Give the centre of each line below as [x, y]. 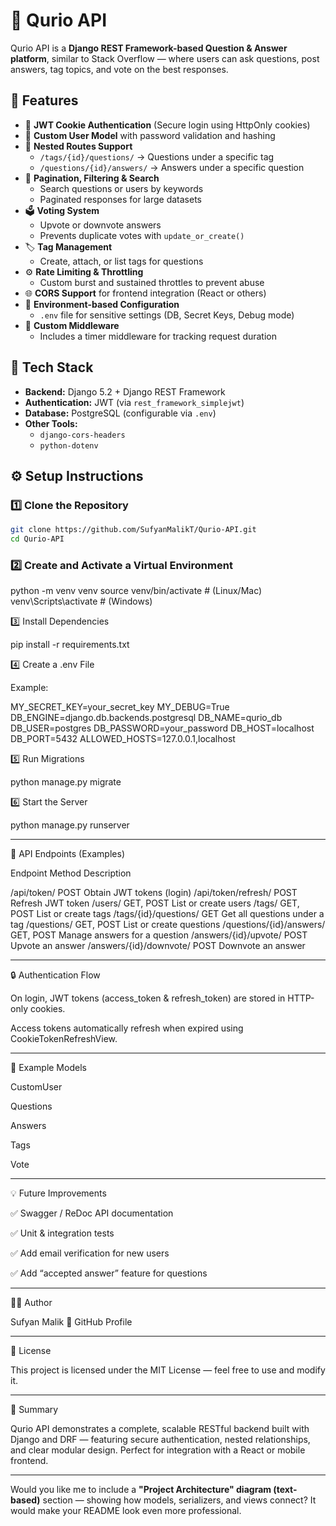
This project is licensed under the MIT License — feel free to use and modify [168, 1370]
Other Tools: [51, 423]
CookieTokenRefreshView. [64, 1039]
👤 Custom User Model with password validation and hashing [150, 135]
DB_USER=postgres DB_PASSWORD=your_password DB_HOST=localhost [162, 728]
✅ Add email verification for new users [90, 1253]
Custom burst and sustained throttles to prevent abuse [152, 282]
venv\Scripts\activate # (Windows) [81, 601]
